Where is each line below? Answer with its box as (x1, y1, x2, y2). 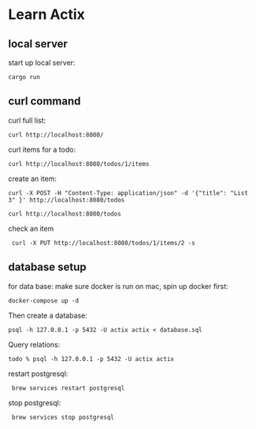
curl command (8, 95, 81, 108)
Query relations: (8, 340, 61, 349)
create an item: (8, 174, 58, 183)
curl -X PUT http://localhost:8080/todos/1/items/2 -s (11, 239, 195, 246)
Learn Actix (8, 6, 85, 24)
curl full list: (8, 115, 46, 125)
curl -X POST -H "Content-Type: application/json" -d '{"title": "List (8, 189, 248, 197)
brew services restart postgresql (11, 384, 125, 392)
